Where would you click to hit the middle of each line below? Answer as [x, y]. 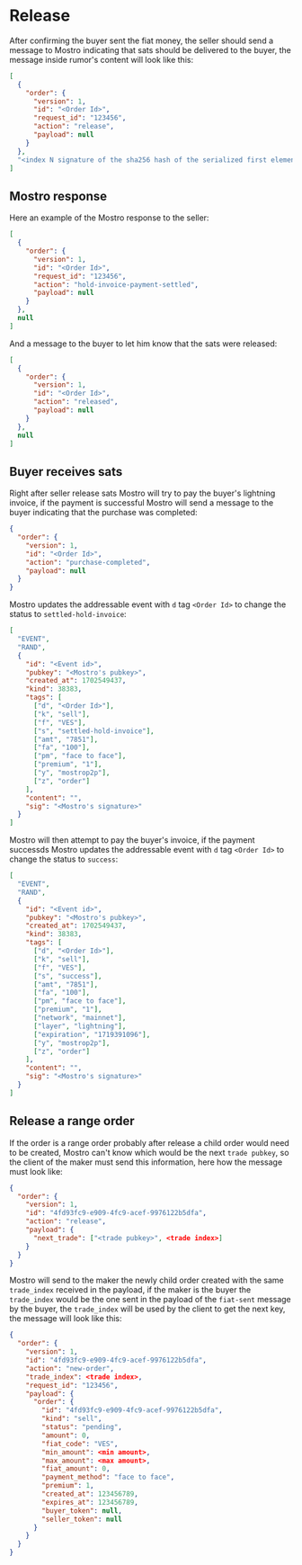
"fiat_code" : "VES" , [80, 1444]
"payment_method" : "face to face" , [108, 1477]
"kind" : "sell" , [72, 1419]
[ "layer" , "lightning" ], [80, 1026]
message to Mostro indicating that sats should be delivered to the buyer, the [151, 49]
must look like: [36, 1171]
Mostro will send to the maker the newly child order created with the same [147, 1280]
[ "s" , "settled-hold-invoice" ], [93, 731]
